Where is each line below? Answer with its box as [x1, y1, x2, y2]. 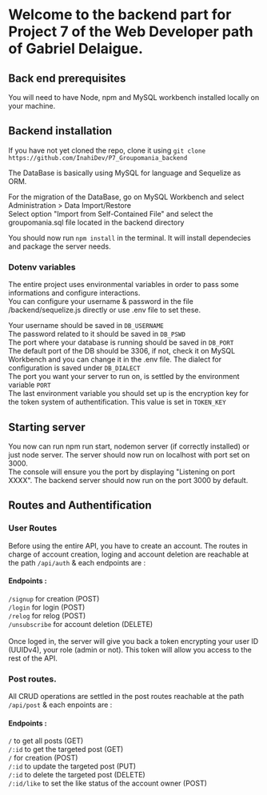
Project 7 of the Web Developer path [8, 22, 253, 41]
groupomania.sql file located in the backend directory [8, 218, 185, 227]
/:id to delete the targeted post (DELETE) [8, 770, 145, 780]
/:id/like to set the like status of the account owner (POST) [8, 778, 208, 789]
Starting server [8, 420, 86, 433]
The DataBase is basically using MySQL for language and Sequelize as [8, 168, 241, 178]
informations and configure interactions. [8, 288, 141, 298]
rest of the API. [8, 653, 58, 663]
